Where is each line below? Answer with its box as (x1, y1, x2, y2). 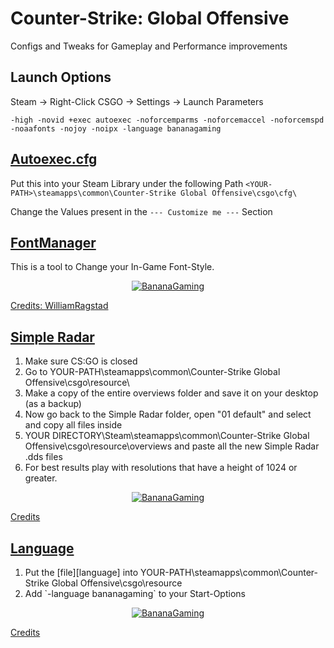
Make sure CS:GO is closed (24, 355, 138, 367)
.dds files (24, 451, 63, 463)
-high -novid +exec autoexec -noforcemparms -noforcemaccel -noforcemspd (10, 115, 325, 125)
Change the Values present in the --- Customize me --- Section (10, 205, 273, 217)
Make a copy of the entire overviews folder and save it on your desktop (24, 387, 319, 399)
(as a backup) (24, 398, 82, 410)
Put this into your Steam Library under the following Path (10, 177, 244, 189)
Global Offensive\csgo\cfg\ (180, 188, 298, 198)
